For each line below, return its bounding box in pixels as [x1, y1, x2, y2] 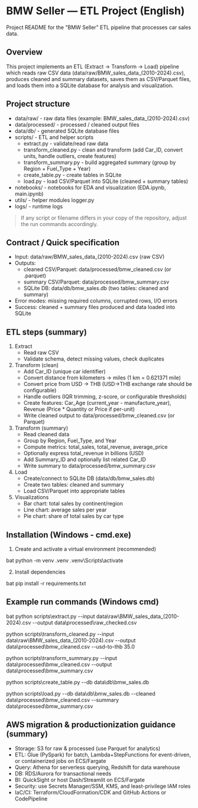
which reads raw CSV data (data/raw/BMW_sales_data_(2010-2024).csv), [6, 69, 186, 76]
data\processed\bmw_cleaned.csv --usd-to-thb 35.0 [6, 643, 135, 650]
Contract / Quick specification [6, 237, 120, 247]
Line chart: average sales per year [23, 506, 107, 513]
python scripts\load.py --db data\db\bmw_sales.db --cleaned [6, 690, 155, 697]
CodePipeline [14, 795, 48, 802]
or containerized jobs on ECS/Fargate [14, 757, 106, 764]
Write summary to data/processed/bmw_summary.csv [23, 462, 155, 469]
